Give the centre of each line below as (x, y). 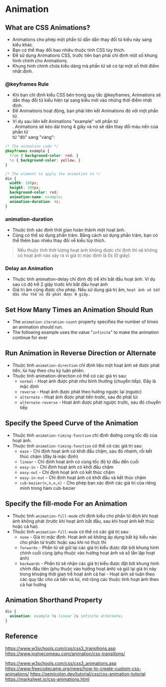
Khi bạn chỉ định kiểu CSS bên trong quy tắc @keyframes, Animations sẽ (86, 95)
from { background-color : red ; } (44, 156)
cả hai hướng (33, 584)
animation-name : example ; (36, 197)
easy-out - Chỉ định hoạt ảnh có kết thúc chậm (67, 472)
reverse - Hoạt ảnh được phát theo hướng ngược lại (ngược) (81, 391)
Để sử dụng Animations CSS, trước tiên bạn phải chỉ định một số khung (85, 55)
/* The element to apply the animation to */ (53, 174)
